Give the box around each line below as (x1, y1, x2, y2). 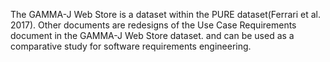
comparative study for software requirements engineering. (10, 40, 252, 52)
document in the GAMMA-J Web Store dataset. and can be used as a (10, 30, 295, 41)
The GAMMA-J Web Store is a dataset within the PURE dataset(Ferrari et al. (10, 9, 322, 20)
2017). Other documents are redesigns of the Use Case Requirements (10, 19, 297, 31)
